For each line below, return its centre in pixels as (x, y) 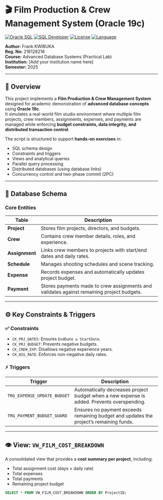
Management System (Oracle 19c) (75, 24)
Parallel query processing (38, 164)
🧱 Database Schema (36, 194)
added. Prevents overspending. (110, 402)
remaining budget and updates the (114, 416)
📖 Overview (23, 87)
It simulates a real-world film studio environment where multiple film (73, 114)
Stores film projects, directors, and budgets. (91, 228)
